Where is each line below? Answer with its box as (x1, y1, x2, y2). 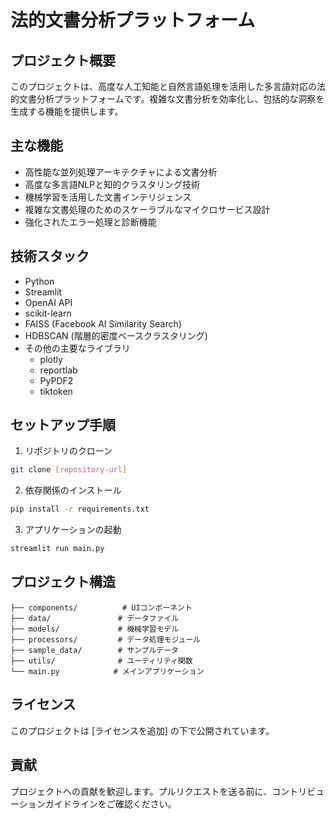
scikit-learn (24, 307, 72, 319)
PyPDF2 (39, 374, 74, 386)
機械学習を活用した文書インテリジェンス (24, 191, 192, 203)
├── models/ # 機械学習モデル (10, 624, 180, 634)
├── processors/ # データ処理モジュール (10, 634, 202, 645)
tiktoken (39, 385, 73, 397)
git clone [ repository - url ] (10, 465, 128, 475)
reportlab (39, 364, 78, 376)
